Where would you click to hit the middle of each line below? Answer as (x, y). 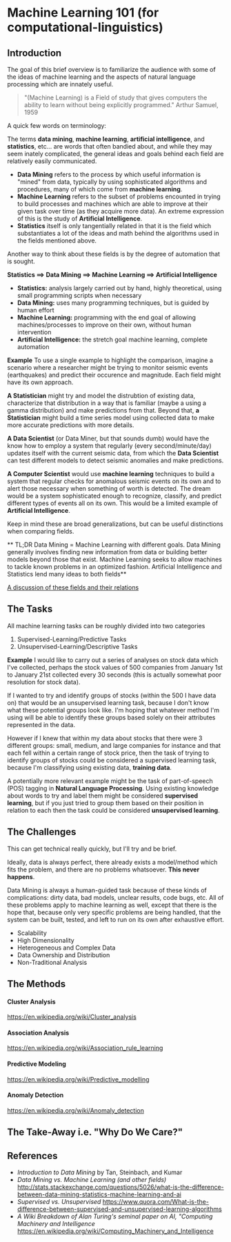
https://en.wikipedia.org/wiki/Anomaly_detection (76, 1110)
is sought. (21, 261)
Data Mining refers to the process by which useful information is (109, 175)
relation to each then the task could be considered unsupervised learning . (113, 810)
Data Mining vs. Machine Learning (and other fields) (92, 1180)
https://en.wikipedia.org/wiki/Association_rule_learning (85, 1048)
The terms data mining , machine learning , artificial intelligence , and (106, 139)
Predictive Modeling (37, 1064)
